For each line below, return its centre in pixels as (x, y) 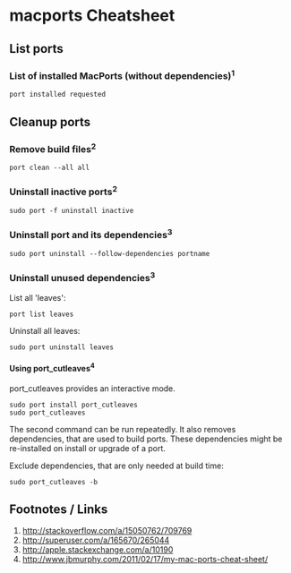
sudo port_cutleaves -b (54, 482)
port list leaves (42, 314)
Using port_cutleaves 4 (52, 368)
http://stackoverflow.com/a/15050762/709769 (107, 531)
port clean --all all (50, 168)
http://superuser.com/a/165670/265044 (96, 540)
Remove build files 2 (53, 148)
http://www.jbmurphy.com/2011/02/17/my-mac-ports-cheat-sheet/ (145, 560)
